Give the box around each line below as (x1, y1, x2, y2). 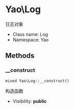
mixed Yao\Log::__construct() (5, 78, 70, 84)
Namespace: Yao (12, 37, 49, 43)
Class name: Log (12, 31, 48, 37)
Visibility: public (12, 98, 47, 104)
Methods (5, 51, 35, 60)
